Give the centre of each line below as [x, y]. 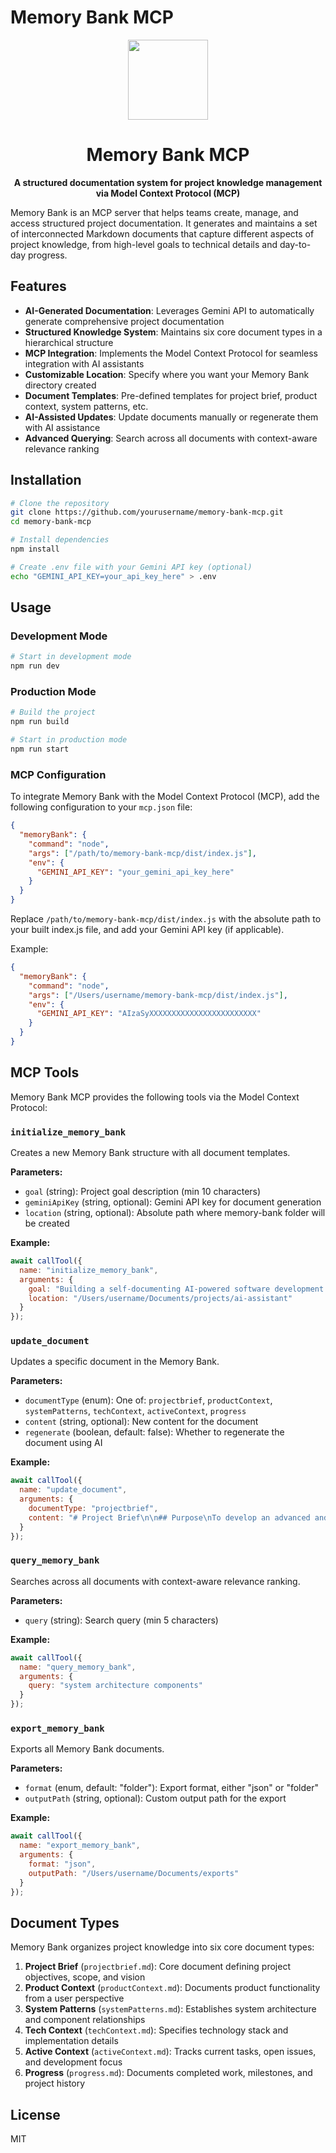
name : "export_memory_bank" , [80, 1846]
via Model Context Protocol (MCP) [168, 193]
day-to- [295, 244]
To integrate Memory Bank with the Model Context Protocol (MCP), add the [165, 797]
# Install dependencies [60, 540]
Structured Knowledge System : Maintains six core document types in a [173, 332]
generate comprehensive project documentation [124, 321]
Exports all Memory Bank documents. [87, 1749]
